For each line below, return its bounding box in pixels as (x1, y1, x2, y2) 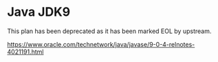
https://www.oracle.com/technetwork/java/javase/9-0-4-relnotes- (7, 40, 195, 48)
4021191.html (7, 48, 44, 56)
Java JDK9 (7, 4, 71, 20)
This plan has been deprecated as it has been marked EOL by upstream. (7, 27, 212, 35)
